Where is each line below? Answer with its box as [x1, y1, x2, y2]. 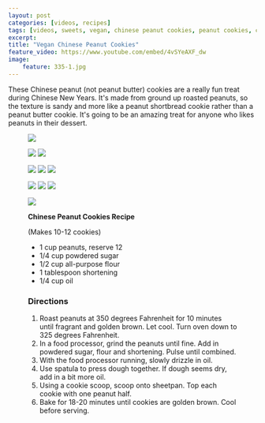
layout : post [8, 11, 51, 20]
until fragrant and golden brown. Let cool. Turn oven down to [39, 322, 237, 331]
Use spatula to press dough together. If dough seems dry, [39, 364, 227, 373]
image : [8, 56, 30, 64]
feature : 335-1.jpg [22, 63, 87, 71]
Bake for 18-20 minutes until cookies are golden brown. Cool [39, 398, 237, 407]
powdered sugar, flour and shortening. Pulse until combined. [39, 347, 237, 357]
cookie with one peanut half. [39, 389, 132, 399]
